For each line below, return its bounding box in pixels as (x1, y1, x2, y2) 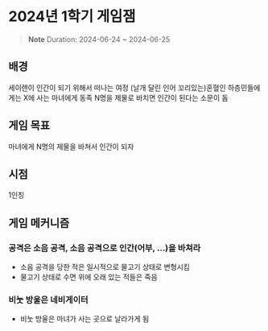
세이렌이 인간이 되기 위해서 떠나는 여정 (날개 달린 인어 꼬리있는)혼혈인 (8, 82, 227, 93)
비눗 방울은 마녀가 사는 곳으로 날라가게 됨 (19, 314, 150, 324)
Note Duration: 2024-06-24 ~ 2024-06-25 (27, 34, 171, 44)
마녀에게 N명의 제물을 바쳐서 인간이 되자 (8, 142, 134, 151)
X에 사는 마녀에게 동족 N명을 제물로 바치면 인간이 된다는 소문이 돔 (23, 93, 229, 102)
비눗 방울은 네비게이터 (8, 294, 89, 305)
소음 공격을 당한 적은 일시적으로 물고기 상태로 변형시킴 (19, 263, 191, 272)
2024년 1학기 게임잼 (8, 7, 136, 26)
